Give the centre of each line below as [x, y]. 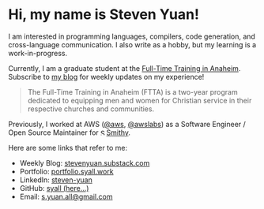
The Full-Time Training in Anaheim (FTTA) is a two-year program [133, 91]
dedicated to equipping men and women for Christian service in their [140, 100]
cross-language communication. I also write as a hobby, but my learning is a [132, 44]
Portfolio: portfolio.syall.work [66, 171]
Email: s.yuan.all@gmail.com [66, 196]
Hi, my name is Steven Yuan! [104, 15]
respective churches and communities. [91, 109]
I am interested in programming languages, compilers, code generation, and [132, 36]
